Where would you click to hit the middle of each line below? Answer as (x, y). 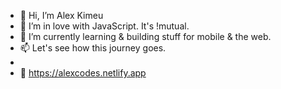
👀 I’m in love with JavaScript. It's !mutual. (104, 26)
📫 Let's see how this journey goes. (93, 48)
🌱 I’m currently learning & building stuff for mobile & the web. (145, 36)
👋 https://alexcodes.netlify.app (83, 73)
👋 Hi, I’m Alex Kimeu (61, 15)
